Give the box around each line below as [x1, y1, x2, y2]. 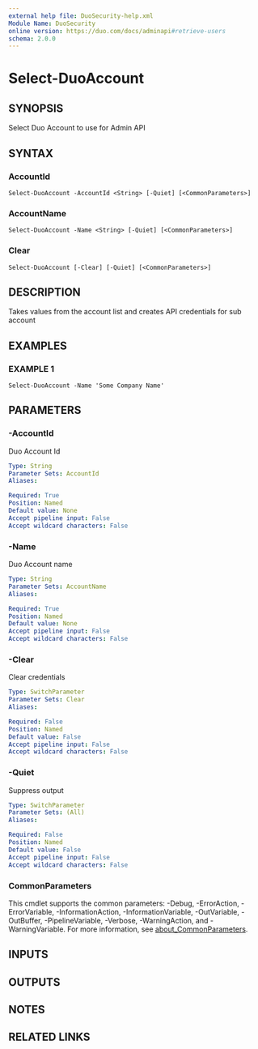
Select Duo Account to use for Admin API [8, 123, 146, 133]
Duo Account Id [8, 446, 61, 456]
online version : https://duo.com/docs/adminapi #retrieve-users [8, 27, 226, 35]
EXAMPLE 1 [8, 363, 55, 374]
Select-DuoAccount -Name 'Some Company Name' [8, 382, 164, 390]
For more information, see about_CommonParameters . [67, 924, 248, 934]
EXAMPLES [8, 339, 67, 352]
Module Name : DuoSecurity [8, 19, 95, 28]
